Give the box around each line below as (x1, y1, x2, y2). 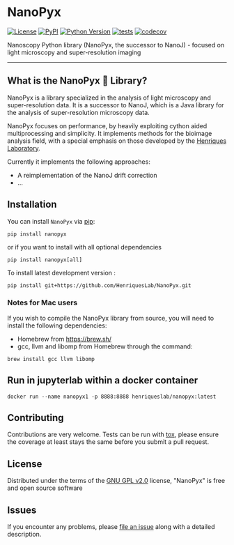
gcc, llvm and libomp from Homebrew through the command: (17, 342, 193, 351)
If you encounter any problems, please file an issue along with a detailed (7, 523, 215, 531)
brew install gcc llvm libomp (7, 355, 95, 362)
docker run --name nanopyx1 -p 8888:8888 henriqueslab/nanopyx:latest (7, 393, 217, 400)
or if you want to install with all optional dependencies (7, 243, 162, 251)
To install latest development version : (7, 268, 116, 277)
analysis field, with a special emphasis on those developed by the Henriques (7, 137, 227, 145)
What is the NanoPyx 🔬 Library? (7, 75, 148, 87)
